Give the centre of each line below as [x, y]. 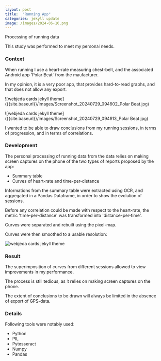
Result [13, 256]
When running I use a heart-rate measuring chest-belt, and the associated [79, 69]
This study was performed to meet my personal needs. [60, 46]
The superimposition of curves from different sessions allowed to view [75, 267]
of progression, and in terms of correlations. [49, 133]
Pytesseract [24, 344]
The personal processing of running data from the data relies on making [77, 156]
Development [21, 145]
